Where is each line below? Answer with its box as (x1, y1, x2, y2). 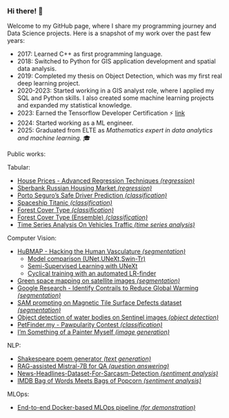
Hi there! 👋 (7, 6, 43, 16)
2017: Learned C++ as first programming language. (17, 50, 163, 58)
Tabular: (7, 163, 31, 172)
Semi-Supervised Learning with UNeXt (27, 262, 138, 270)
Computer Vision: (7, 234, 57, 242)
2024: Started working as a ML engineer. (17, 119, 134, 127)
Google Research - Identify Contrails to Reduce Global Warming (17, 284, 199, 292)
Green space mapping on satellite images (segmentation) (17, 277, 181, 285)
